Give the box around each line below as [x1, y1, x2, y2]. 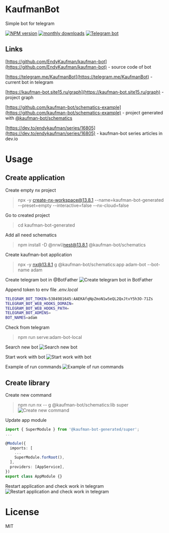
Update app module [5, 417, 47, 423]
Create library [5, 379, 50, 387]
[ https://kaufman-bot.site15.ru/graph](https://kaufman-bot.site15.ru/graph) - [5, 89, 164, 95]
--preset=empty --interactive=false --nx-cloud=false [17, 202, 129, 208]
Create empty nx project [5, 187, 56, 193]
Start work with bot [5, 354, 46, 360]
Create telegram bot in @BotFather [5, 276, 78, 283]
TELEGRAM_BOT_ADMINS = [5, 310, 51, 316]
